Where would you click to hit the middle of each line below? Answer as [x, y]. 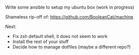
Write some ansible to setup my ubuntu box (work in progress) [70, 7]
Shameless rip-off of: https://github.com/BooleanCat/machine [69, 17]
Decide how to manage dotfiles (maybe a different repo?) [72, 47]
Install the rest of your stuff [40, 41]
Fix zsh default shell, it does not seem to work [60, 36]
